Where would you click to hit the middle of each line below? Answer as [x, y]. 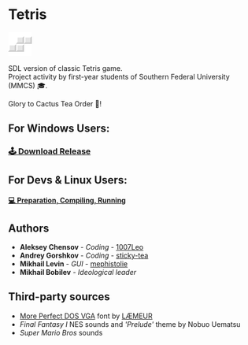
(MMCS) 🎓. [28, 85]
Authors [29, 228]
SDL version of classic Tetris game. [65, 68]
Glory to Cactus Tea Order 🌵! [55, 103]
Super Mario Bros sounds [61, 332]
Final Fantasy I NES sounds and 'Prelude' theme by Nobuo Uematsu [130, 324]
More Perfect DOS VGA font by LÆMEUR [86, 316]
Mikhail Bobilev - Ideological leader [78, 273]
